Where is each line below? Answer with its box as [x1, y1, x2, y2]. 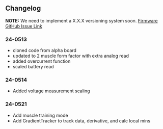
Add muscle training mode [12, 112, 68, 118]
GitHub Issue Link [5, 23, 42, 29]
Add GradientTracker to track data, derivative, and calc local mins [12, 117, 151, 124]
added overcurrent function [12, 58, 71, 64]
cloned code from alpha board [12, 47, 76, 54]
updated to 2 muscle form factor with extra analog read [12, 53, 129, 59]
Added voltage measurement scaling [12, 88, 90, 94]
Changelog [5, 4, 41, 13]
